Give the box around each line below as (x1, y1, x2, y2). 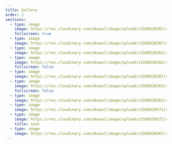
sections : (5, 17, 27, 22)
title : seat (14, 121, 40, 127)
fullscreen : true (14, 31, 52, 36)
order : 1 (5, 12, 24, 17)
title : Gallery (5, 7, 38, 13)
